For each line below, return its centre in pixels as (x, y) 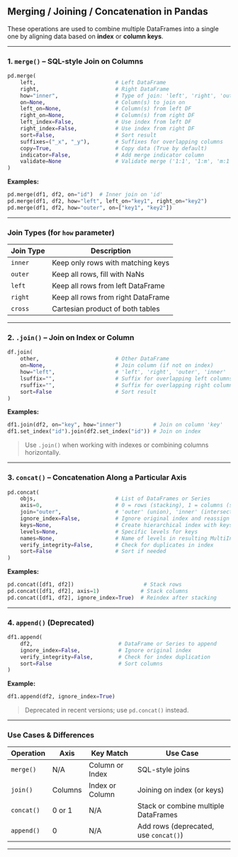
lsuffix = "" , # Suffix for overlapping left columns (126, 378)
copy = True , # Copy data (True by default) (114, 148)
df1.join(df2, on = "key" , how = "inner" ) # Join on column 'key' (115, 425)
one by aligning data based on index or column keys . (86, 36)
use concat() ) (160, 835)
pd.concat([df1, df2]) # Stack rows (95, 585)
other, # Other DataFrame (95, 359)
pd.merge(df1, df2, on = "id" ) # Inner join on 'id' (85, 195)
